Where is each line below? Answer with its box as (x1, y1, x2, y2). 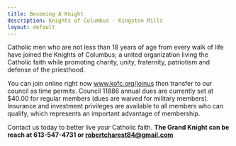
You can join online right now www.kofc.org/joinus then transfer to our (7, 79, 213, 88)
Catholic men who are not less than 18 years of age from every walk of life (7, 43, 225, 52)
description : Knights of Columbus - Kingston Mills (7, 17, 163, 24)
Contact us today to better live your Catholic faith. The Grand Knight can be (7, 123, 230, 132)
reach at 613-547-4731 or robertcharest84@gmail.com (7, 130, 174, 139)
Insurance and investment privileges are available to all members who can (7, 102, 224, 111)
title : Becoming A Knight (7, 10, 84, 18)
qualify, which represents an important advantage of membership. (7, 109, 201, 118)
